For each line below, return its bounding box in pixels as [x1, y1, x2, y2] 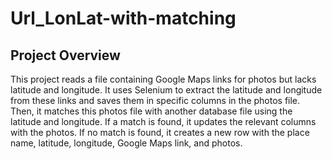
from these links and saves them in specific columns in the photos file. [10, 95, 301, 106]
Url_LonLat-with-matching [10, 7, 237, 30]
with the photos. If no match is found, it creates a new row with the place [10, 127, 310, 138]
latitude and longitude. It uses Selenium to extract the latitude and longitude [10, 84, 323, 96]
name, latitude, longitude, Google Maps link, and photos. [10, 137, 243, 149]
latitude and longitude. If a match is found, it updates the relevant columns [10, 116, 317, 127]
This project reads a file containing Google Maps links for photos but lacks [10, 73, 317, 85]
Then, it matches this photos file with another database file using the [10, 105, 293, 117]
